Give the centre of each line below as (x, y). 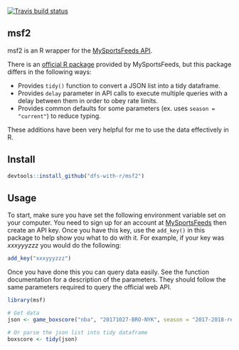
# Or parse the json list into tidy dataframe (78, 332)
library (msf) (27, 300)
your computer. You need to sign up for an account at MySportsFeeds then (117, 223)
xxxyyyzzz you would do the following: (64, 245)
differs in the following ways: (49, 72)
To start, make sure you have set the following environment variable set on (117, 215)
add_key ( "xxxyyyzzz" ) (39, 259)
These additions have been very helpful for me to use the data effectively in (118, 129)
